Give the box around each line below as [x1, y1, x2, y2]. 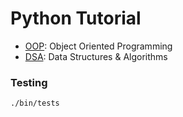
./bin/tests [10, 98, 60, 109]
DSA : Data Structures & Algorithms [24, 50, 168, 62]
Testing [10, 75, 48, 89]
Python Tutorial [10, 7, 142, 30]
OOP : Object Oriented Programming [24, 40, 173, 52]
